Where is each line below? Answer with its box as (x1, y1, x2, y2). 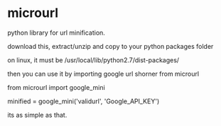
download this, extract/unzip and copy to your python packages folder (7, 42, 214, 50)
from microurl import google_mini (7, 83, 105, 91)
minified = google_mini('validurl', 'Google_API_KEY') (7, 97, 160, 105)
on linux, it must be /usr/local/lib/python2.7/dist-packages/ (7, 55, 180, 64)
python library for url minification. (7, 28, 105, 37)
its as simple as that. (7, 110, 68, 119)
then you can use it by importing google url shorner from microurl (7, 69, 200, 78)
